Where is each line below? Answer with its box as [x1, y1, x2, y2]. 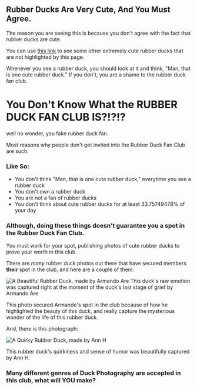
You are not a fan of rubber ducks [14, 194, 97, 202]
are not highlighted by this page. [6, 53, 85, 61]
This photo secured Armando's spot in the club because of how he [6, 301, 168, 308]
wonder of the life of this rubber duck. [6, 314, 98, 321]
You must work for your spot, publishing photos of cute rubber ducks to [6, 242, 180, 249]
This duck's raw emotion [130, 278, 191, 285]
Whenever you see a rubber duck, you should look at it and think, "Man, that [6, 65, 191, 72]
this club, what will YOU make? [6, 376, 96, 385]
